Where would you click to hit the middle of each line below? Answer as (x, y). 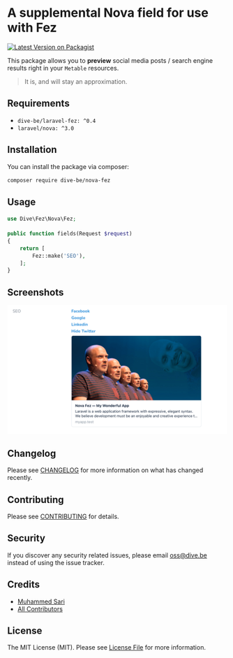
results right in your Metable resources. (63, 68)
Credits (24, 585)
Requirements (38, 104)
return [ (32, 248)
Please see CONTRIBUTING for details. (63, 517)
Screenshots (36, 292)
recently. (20, 478)
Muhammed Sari (41, 601)
